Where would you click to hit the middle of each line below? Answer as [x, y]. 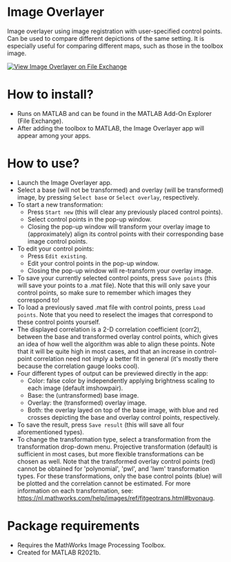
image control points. [58, 241]
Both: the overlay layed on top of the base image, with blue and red [123, 410]
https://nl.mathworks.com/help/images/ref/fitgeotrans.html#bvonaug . [116, 498]
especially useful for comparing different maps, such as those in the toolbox [115, 46]
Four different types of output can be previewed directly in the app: [112, 373]
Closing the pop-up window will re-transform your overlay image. [120, 271]
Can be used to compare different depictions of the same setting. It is [106, 38]
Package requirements [73, 526]
